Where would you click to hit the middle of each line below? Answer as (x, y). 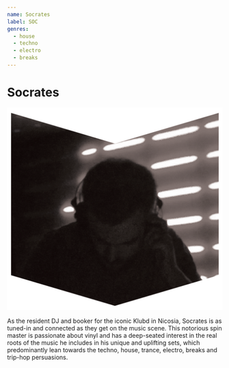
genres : (18, 29)
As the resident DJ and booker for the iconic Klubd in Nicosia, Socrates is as (114, 321)
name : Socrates (29, 14)
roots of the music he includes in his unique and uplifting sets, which (104, 343)
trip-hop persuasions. (38, 357)
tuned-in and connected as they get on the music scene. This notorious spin (114, 328)
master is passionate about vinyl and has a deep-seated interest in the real (112, 335)
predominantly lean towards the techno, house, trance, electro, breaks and (112, 350)
